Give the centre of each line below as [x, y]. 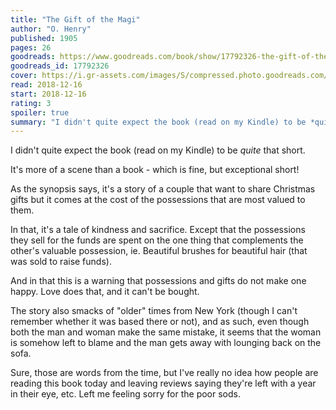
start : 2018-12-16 [48, 94]
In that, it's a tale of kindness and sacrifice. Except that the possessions [158, 230]
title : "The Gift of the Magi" [75, 19]
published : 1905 [44, 38]
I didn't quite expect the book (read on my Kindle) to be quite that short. [158, 150]
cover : [24, 76]
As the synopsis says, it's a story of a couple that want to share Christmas [163, 189]
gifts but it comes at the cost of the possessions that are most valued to [158, 200]
